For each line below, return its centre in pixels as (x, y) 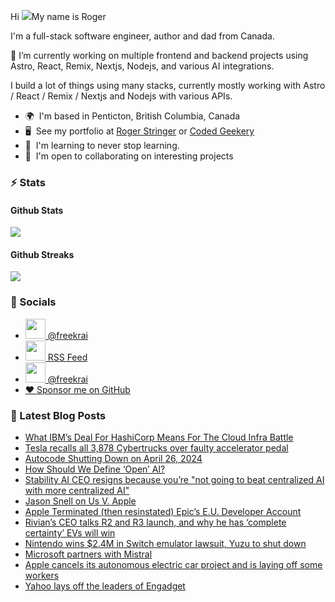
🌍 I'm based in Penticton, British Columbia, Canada (132, 116)
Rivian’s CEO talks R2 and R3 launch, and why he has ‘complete (155, 522)
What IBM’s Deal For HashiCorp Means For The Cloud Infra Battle (159, 437)
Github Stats (37, 210)
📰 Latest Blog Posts (58, 415)
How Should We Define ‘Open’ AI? (95, 469)
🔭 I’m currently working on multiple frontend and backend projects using (159, 55)
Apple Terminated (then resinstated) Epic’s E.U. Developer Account (163, 511)
